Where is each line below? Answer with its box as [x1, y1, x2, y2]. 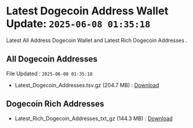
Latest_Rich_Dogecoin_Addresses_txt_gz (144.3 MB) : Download [14, 115, 173, 122]
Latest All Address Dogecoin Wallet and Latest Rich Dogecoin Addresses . [6, 36, 188, 44]
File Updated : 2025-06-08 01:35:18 [6, 70, 93, 77]
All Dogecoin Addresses [6, 54, 98, 64]
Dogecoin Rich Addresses [6, 99, 104, 109]
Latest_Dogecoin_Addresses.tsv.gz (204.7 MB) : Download [14, 81, 160, 89]
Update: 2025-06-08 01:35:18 [6, 17, 151, 31]
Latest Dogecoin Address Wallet [6, 4, 169, 18]
